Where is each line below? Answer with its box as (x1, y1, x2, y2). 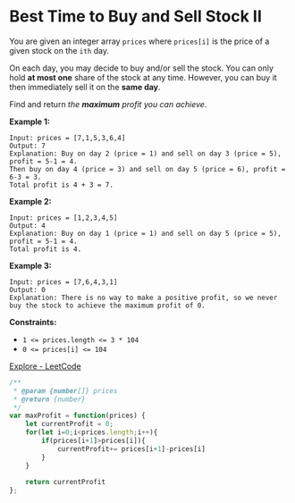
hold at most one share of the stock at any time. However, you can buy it (9, 71, 277, 82)
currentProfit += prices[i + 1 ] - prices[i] (56, 444, 206, 453)
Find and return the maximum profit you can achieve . (9, 98, 207, 109)
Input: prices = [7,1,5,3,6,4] (9, 133, 126, 142)
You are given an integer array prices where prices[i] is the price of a (9, 36, 270, 46)
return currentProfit (25, 478, 105, 487)
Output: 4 (9, 221, 46, 230)
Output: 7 (9, 141, 46, 150)
